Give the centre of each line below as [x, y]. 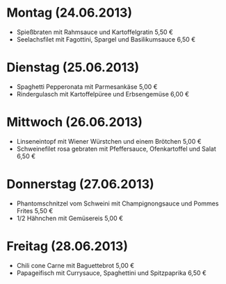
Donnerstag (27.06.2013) [80, 184]
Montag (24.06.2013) [70, 13]
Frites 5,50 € [35, 210]
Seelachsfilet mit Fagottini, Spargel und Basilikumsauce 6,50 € [106, 39]
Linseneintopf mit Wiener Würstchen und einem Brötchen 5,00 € [109, 141]
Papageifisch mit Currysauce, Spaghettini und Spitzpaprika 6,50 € [111, 273]
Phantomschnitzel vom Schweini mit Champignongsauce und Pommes [118, 203]
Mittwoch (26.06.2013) [75, 122]
